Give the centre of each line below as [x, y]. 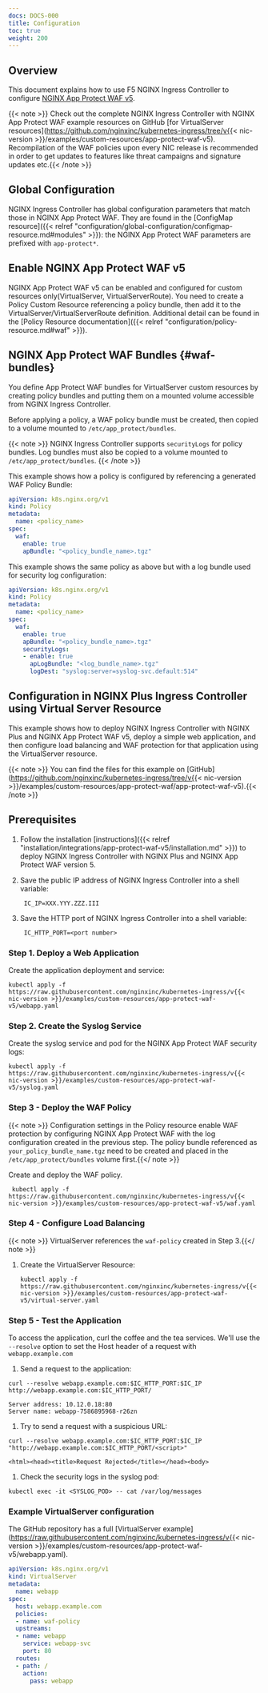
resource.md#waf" [39, 330]
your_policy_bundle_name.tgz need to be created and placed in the [118, 1151]
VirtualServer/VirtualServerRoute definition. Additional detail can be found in [134, 313]
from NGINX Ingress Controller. [60, 404]
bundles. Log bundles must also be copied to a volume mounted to [118, 452]
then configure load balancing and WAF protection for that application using [133, 745]
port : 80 [37, 1651]
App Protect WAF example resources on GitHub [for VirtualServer [116, 122]
